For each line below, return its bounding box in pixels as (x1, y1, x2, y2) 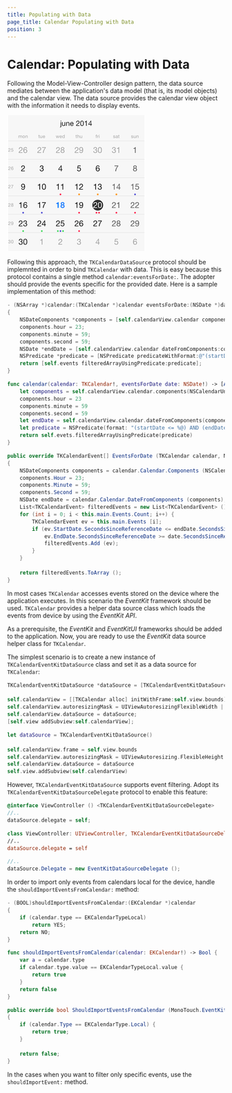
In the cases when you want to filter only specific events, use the (7, 1070, 192, 1078)
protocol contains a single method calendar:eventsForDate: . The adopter (7, 273, 215, 281)
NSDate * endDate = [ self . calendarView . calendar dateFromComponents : (19, 345, 221, 352)
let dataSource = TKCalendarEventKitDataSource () (7, 731, 153, 739)
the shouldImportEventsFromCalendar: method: (7, 885, 139, 894)
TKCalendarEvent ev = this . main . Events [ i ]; (32, 518, 162, 525)
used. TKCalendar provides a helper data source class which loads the (7, 604, 206, 612)
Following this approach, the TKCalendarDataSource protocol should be (7, 258, 206, 267)
